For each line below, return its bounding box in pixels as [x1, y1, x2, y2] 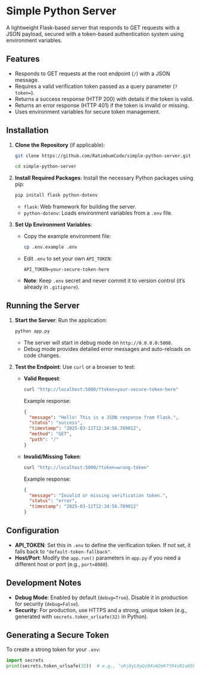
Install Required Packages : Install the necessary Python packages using [14, 175, 193, 182]
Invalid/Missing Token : [23, 453, 82, 460]
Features [6, 54, 40, 64]
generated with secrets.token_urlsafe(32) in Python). [14, 613, 149, 620]
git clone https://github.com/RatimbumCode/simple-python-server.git [14, 152, 192, 159]
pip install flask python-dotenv [14, 193, 98, 198]
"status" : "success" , [29, 420, 83, 426]
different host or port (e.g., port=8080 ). [14, 560, 109, 567]
